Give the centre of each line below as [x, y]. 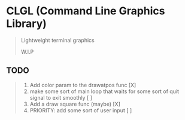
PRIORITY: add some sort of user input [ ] [81, 110]
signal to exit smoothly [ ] [61, 97]
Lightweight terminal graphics [57, 40]
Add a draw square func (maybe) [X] [75, 104]
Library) [26, 24]
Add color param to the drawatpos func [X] [83, 85]
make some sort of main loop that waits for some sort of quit [104, 91]
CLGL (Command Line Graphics [86, 11]
